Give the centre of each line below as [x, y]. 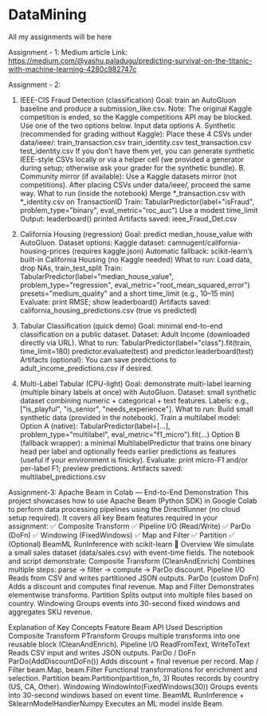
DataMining [47, 15]
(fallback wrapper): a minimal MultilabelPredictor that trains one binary [135, 443]
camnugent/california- [204, 242]
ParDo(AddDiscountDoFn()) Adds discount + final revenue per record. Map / [133, 661]
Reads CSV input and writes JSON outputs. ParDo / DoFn [102, 652]
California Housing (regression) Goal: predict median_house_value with [136, 234]
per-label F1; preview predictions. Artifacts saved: [101, 468]
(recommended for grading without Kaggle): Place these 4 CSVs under [136, 134]
